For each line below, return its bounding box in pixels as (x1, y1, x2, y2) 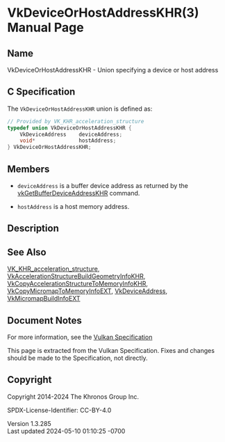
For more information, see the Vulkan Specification (7, 333, 153, 342)
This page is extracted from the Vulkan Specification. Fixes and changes (7, 347, 215, 355)
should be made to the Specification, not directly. (7, 354, 148, 363)
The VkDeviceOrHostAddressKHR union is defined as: (7, 104, 153, 113)
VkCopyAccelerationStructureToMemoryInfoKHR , (7, 280, 148, 288)
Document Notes (7, 315, 82, 326)
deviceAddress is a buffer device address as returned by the (17, 182, 189, 189)
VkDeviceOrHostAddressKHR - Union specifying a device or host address (7, 66, 219, 74)
